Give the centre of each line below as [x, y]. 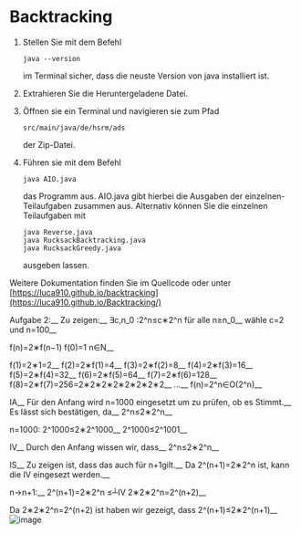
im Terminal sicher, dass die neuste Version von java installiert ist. [146, 76]
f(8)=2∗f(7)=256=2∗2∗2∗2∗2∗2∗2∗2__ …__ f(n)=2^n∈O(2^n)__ [136, 384]
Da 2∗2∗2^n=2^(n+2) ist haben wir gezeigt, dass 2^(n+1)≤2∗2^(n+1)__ [144, 509]
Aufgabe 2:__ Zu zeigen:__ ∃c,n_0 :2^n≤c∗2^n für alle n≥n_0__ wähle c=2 [147, 319]
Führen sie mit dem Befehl [72, 162]
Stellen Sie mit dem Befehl [72, 42]
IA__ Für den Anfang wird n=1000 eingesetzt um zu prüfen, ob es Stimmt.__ [150, 402]
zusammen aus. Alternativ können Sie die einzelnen [171, 205]
